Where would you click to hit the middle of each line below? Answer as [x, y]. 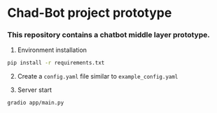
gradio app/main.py [36, 103]
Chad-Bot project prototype [90, 13]
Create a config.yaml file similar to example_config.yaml [98, 77]
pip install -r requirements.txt [56, 63]
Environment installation [52, 50]
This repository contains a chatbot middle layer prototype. [108, 35]
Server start [35, 90]
